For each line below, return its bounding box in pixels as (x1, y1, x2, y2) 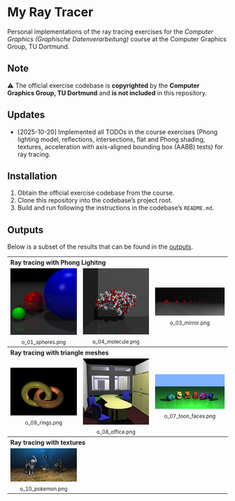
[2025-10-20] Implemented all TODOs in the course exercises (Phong (17, 128, 218, 136)
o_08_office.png (97, 428, 136, 435)
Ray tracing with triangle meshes (10, 348, 109, 357)
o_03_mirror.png (170, 320, 210, 327)
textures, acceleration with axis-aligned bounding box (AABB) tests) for (17, 142, 224, 151)
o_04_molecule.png (92, 338, 140, 345)
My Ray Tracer (7, 4, 94, 20)
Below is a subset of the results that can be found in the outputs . (7, 242, 194, 251)
